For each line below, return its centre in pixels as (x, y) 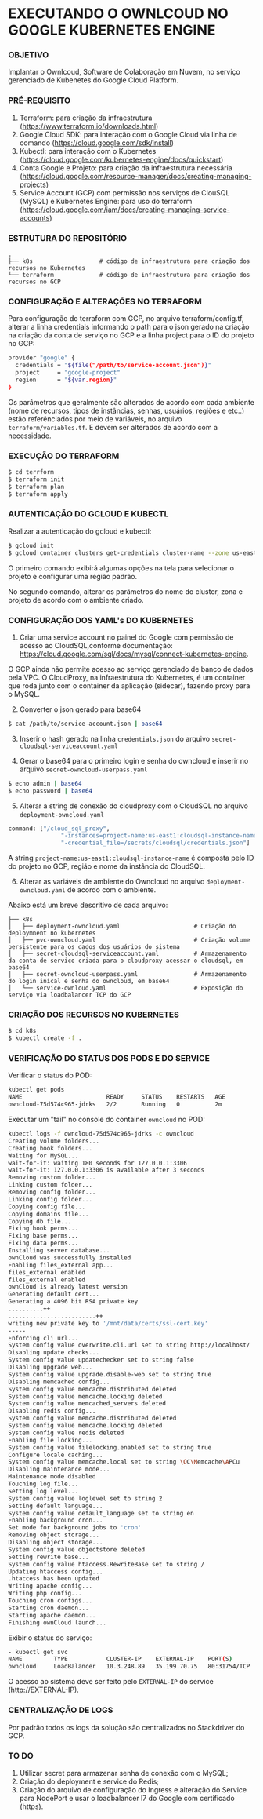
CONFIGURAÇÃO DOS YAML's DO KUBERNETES (101, 620)
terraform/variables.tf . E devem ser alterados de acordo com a (113, 427)
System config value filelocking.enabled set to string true (110, 1447)
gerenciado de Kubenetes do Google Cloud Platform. (93, 80)
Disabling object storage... (56, 1543)
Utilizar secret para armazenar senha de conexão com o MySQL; (124, 1773)
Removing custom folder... (52, 1178)
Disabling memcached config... (59, 1382)
